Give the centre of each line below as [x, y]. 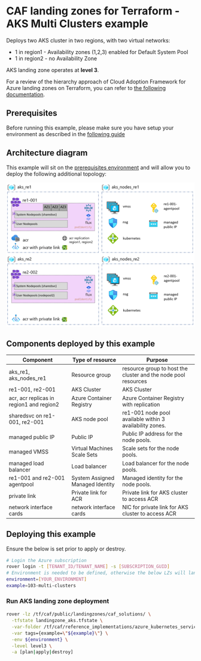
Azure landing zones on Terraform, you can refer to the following [86, 88]
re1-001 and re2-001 [37, 477]
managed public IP [32, 437]
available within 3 [144, 419]
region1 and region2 [34, 404]
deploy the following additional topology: [56, 174]
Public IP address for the [152, 434]
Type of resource [95, 360]
